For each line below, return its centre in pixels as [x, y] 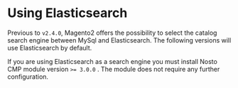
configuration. [28, 77]
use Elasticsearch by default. [50, 48]
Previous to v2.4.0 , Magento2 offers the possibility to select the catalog [112, 33]
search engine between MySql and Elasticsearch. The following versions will [119, 40]
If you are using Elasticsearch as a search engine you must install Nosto [113, 61]
